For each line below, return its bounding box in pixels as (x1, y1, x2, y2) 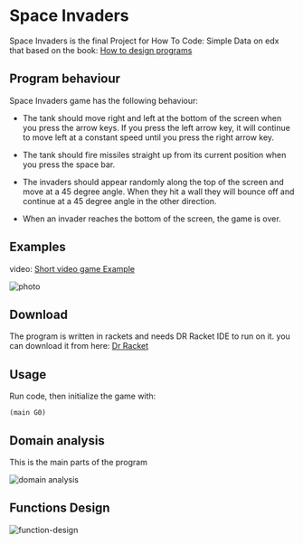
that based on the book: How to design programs (9, 44, 193, 55)
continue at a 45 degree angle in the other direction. (22, 195, 217, 206)
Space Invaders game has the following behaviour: (9, 95, 199, 106)
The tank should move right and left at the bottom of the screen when (22, 112, 282, 123)
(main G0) (9, 408, 47, 417)
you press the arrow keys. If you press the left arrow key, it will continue (22, 122, 291, 133)
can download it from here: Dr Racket (9, 341, 149, 352)
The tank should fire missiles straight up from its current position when (22, 149, 287, 160)
